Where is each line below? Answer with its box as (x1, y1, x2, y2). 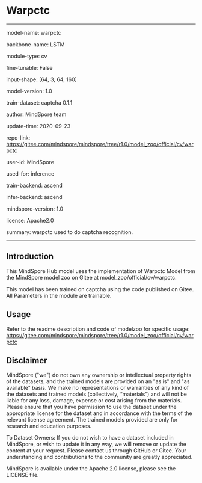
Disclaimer (6, 355, 47, 366)
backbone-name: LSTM (6, 40, 65, 48)
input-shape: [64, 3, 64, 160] (6, 76, 77, 83)
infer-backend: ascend (6, 193, 63, 200)
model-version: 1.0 (6, 87, 52, 94)
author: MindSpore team (6, 111, 67, 118)
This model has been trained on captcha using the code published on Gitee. (6, 285, 194, 292)
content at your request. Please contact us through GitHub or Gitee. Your (6, 447, 186, 454)
